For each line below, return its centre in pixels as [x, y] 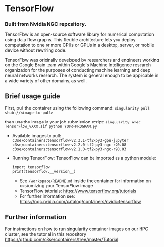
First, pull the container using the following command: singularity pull [78, 108]
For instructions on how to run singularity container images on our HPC [77, 229]
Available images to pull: [36, 136]
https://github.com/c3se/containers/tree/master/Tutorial [62, 240]
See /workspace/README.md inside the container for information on [85, 181]
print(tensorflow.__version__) [44, 172]
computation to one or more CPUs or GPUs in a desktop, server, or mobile [80, 45]
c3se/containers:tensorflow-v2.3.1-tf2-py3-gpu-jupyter [70, 141]
